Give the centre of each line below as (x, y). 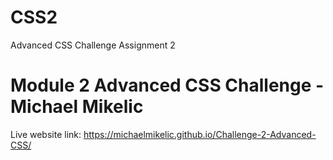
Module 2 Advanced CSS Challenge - (167, 85)
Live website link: (46, 134)
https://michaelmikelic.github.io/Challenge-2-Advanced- (200, 134)
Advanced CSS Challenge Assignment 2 (93, 45)
